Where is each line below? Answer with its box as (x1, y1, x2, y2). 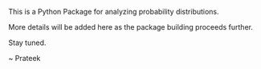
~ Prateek (8, 54, 41, 63)
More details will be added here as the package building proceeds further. (8, 22, 253, 31)
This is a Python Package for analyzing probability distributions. (8, 7, 219, 16)
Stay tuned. (8, 38, 47, 47)
